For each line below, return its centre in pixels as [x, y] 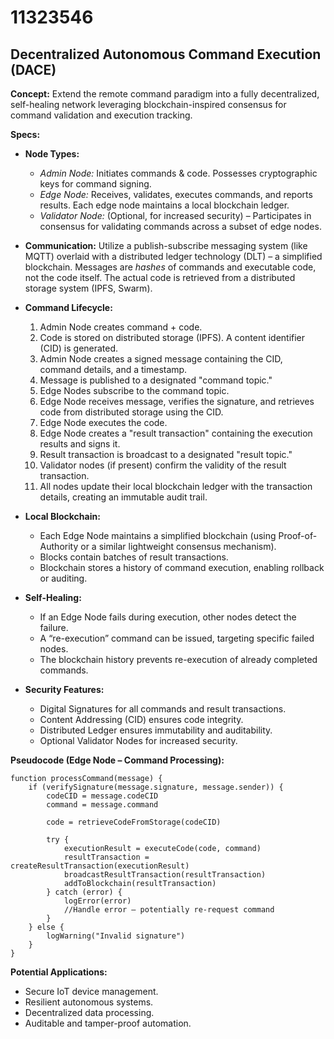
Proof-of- [298, 535]
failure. [54, 627]
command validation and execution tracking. [101, 115]
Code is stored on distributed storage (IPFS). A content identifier [172, 337]
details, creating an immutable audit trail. [123, 497]
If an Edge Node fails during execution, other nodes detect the [168, 617]
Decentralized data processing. [89, 1012]
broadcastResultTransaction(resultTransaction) [165, 875]
